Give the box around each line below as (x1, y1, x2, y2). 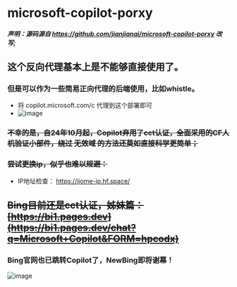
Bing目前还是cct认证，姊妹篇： (7, 200, 145, 212)
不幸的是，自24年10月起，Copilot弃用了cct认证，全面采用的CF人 (7, 128, 230, 138)
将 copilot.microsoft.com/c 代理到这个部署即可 (17, 101, 153, 110)
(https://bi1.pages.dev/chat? (7, 222, 136, 234)
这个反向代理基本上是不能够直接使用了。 (7, 61, 183, 73)
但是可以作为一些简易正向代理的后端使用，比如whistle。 (7, 84, 200, 94)
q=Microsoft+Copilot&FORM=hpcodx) (7, 233, 179, 245)
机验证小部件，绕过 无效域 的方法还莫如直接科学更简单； (7, 139, 199, 149)
